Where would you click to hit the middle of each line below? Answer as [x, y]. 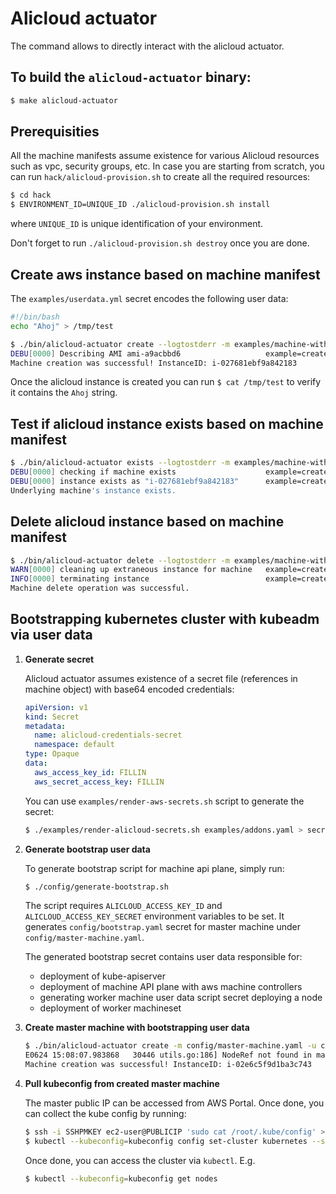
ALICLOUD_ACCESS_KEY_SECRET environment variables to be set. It [154, 916]
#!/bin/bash [35, 317]
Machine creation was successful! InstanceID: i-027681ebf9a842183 [154, 363]
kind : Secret [52, 717]
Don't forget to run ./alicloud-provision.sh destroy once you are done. [160, 243]
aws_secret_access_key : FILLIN [99, 782]
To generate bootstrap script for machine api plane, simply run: [154, 868]
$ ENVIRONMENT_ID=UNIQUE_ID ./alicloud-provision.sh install [140, 205]
